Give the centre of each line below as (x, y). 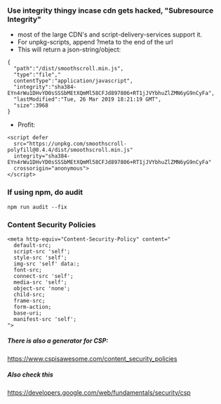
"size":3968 (31, 106)
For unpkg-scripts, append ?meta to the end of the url (95, 42)
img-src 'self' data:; (47, 264)
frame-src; (29, 301)
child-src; (29, 294)
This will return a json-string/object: (69, 50)
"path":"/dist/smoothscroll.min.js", (69, 69)
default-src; (33, 245)
